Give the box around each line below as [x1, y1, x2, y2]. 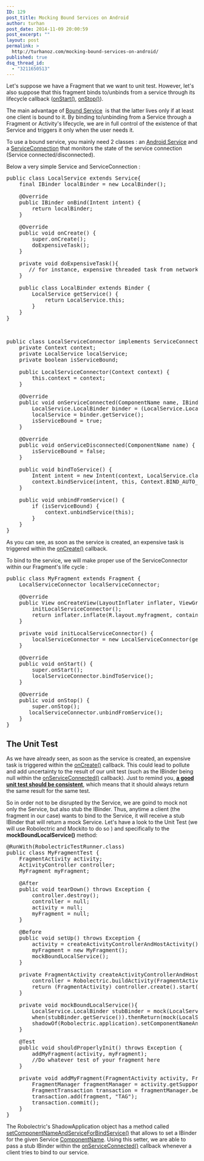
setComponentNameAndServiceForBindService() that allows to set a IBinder [6, 1129, 197, 1137]
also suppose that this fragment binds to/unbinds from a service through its [6, 89, 195, 96]
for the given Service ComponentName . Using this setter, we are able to [6, 1136, 186, 1143]
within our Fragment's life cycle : [6, 563, 88, 570]
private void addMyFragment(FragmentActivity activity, [19, 1075, 189, 1082]
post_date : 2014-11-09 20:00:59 [6, 26, 88, 32]
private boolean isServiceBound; [19, 357, 119, 363]
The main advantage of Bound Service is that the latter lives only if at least [6, 107, 194, 115]
